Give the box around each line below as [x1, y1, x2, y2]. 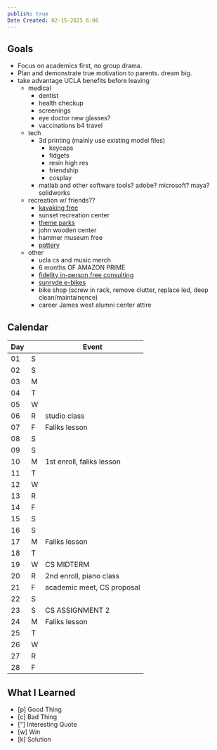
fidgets [48, 151, 70, 160]
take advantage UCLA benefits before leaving [17, 77, 150, 85]
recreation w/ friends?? [27, 196, 96, 205]
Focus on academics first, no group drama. [17, 61, 143, 70]
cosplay [48, 174, 72, 182]
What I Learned [7, 687, 76, 699]
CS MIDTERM [44, 560, 90, 570]
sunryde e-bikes [38, 279, 86, 287]
